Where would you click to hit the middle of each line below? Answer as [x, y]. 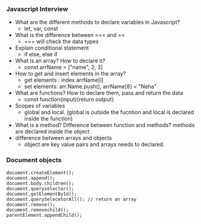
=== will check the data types [61, 42]
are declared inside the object [52, 131]
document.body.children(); [40, 183]
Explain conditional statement [52, 48]
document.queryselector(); [40, 189]
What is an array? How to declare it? [60, 61]
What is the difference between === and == [70, 35]
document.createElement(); [40, 173]
